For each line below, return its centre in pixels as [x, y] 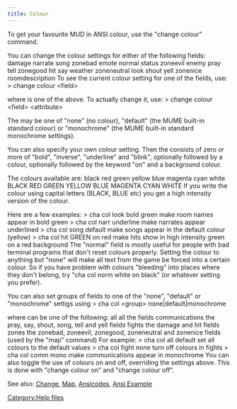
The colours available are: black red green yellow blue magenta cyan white [116, 178]
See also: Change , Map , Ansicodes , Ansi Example [80, 383]
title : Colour [28, 14]
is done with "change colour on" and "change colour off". [91, 370]
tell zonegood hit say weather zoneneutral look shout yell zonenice [105, 70]
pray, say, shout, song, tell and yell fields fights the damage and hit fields [114, 325]
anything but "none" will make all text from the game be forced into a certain [118, 259]
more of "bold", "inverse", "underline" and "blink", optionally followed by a [115, 157]
